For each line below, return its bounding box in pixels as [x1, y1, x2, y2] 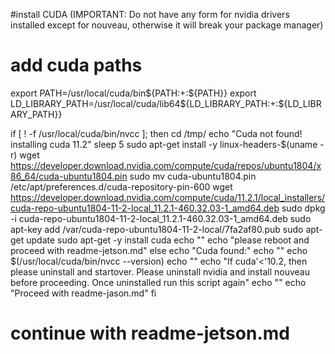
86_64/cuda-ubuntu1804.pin [10, 170, 128, 182]
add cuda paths [10, 54, 143, 77]
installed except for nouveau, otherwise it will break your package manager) [10, 19, 324, 31]
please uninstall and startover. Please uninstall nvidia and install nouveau [10, 265, 310, 278]
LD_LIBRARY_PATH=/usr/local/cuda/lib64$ [10, 97, 187, 109]
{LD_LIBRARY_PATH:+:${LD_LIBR [185, 97, 322, 109]
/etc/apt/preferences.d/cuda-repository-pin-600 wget [10, 180, 233, 193]
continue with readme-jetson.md [10, 322, 290, 345]
